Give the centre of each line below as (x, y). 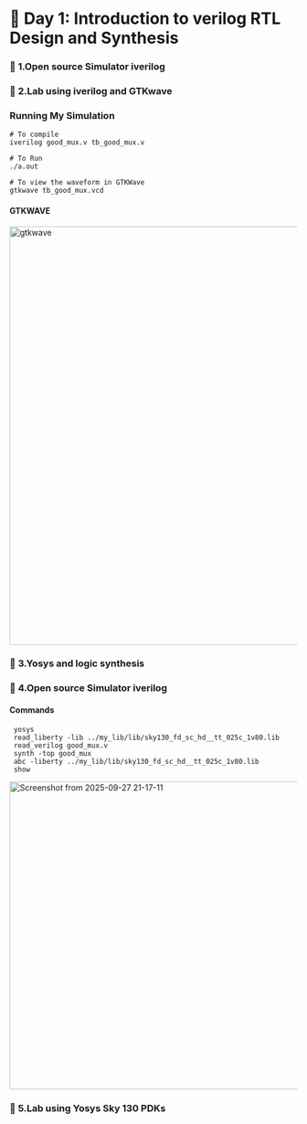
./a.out (24, 167)
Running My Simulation (63, 115)
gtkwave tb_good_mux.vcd (57, 191)
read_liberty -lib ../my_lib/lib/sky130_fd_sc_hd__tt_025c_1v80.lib (147, 737)
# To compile (34, 135)
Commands (32, 710)
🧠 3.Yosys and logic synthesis (77, 663)
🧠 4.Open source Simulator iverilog (88, 688)
